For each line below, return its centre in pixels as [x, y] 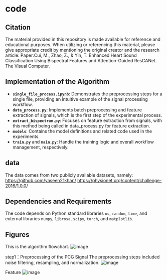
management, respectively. [40, 147]
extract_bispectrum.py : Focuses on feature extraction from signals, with [87, 120]
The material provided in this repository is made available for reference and [83, 39]
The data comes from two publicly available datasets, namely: [69, 175]
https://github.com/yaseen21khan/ [41, 180]
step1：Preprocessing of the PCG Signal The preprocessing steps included [82, 257]
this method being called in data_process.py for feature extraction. [81, 125]
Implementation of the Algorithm [57, 82]
